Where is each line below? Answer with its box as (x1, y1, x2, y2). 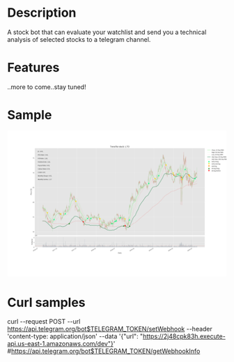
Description (7, 5, 77, 21)
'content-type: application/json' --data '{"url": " (7, 332, 143, 340)
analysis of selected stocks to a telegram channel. (7, 35, 151, 43)
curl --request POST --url (7, 317, 81, 326)
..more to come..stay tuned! (7, 82, 86, 91)
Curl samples (7, 294, 86, 310)
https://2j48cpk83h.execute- (142, 332, 226, 340)
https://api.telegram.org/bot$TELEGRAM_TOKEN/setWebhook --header (7, 325, 212, 333)
